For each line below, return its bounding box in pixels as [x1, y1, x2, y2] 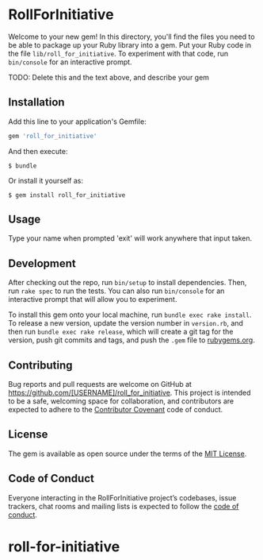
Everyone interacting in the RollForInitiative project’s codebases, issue [8, 492, 237, 502]
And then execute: [8, 146, 68, 156]
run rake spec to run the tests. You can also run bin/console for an [8, 286, 225, 295]
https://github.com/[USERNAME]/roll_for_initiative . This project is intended [8, 388, 251, 398]
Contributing [8, 358, 73, 372]
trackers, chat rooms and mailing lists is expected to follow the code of [8, 501, 239, 511]
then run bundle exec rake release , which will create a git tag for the [8, 327, 234, 337]
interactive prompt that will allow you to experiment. [8, 295, 177, 304]
